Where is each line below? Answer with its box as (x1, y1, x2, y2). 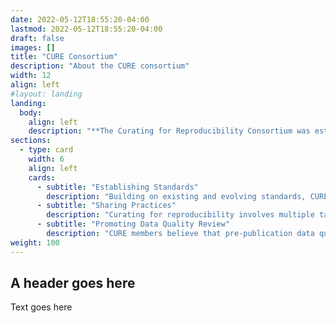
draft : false (10, 33, 65, 43)
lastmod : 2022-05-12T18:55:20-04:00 (10, 24, 163, 34)
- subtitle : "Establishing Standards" (36, 182, 199, 192)
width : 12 (10, 71, 52, 81)
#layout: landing (10, 89, 83, 99)
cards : (28, 172, 56, 183)
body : (19, 107, 43, 118)
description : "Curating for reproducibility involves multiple (46, 210, 315, 220)
